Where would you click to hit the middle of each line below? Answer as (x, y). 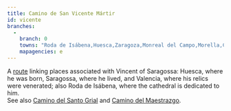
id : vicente (24, 20)
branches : (21, 26)
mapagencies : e (41, 52)
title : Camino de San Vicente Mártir (61, 13)
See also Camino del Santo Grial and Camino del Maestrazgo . (94, 100)
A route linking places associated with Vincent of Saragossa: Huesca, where (115, 71)
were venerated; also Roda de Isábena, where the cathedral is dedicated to (113, 86)
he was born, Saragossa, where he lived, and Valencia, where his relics (108, 78)
